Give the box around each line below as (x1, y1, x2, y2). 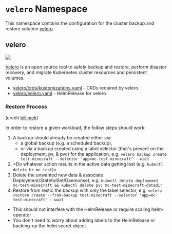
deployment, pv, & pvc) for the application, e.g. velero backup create (20, 151, 167, 157)
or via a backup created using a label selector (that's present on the (20, 146, 164, 152)
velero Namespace (5, 3, 88, 15)
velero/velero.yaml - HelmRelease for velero (12, 90, 106, 96)
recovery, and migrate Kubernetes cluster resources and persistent (5, 69, 147, 75)
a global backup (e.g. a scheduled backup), (20, 140, 113, 147)
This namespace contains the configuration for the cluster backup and (5, 20, 155, 26)
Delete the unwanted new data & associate (12, 172, 104, 178)
